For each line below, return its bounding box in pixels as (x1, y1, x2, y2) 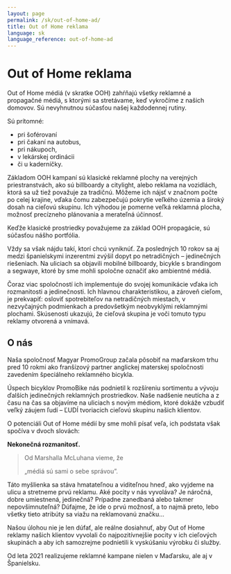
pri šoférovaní (17, 130, 58, 139)
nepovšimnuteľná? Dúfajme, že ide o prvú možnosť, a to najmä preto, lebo (7, 503, 219, 511)
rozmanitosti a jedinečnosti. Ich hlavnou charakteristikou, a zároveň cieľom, (7, 287, 223, 296)
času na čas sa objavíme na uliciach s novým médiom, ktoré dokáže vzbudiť (7, 398, 225, 407)
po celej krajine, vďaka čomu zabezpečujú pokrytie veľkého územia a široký (7, 196, 225, 204)
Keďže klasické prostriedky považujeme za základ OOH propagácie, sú (7, 223, 210, 233)
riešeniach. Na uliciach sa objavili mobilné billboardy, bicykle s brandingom (7, 260, 221, 268)
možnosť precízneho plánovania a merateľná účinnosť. (7, 210, 163, 219)
